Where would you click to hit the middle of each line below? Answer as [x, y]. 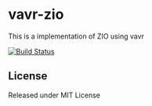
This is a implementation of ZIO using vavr [76, 36]
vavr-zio [36, 15]
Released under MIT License [54, 95]
